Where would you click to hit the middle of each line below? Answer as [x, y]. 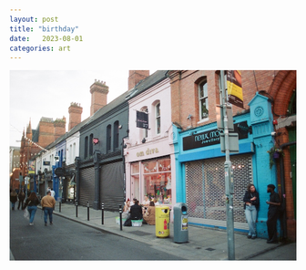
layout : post [34, 19]
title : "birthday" [44, 29]
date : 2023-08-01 [46, 38]
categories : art [40, 48]
